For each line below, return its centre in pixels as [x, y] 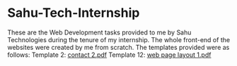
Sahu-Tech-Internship [74, 13]
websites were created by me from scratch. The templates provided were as [118, 47]
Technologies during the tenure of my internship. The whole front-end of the [119, 39]
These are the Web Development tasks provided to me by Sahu [99, 32]
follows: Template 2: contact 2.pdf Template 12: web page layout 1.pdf [109, 55]
